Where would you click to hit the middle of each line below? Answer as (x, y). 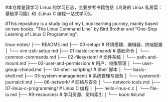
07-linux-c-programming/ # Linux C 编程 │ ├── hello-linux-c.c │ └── (77, 88)
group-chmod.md (23, 69)
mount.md (16, 63)
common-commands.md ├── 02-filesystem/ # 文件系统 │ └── (70, 57)
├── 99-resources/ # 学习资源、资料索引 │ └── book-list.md (81, 94)
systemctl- (150, 76)
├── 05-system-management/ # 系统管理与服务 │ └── (81, 76)
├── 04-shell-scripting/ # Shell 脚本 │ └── (87, 69)
